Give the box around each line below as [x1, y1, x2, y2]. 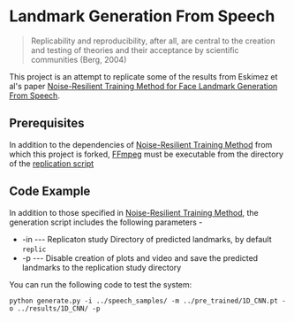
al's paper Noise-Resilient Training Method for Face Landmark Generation [9, 80, 278, 91]
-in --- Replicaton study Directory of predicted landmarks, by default [21, 234, 272, 244]
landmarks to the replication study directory [21, 262, 182, 272]
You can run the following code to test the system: [9, 279, 192, 289]
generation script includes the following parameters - [9, 217, 203, 227]
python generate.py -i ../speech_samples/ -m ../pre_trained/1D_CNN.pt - [9, 296, 287, 305]
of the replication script [9, 157, 94, 169]
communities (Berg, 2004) [30, 54, 127, 65]
